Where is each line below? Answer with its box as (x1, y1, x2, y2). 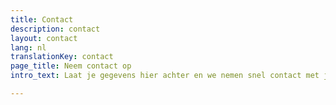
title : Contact (10, 14, 74, 25)
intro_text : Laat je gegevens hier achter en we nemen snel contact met (10, 71, 320, 81)
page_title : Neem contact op (10, 61, 132, 71)
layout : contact (10, 33, 78, 43)
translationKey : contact (10, 52, 114, 62)
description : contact (10, 24, 101, 34)
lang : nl (10, 42, 47, 53)
